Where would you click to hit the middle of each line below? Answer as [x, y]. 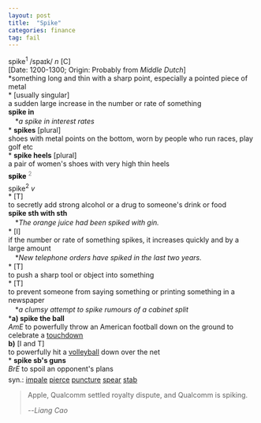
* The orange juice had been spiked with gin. [87, 223]
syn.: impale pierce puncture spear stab [73, 380]
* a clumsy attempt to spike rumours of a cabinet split [102, 310]
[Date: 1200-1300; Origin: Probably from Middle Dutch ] [97, 70]
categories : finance [42, 30]
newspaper [26, 300]
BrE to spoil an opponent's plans [61, 369]
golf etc [21, 146]
